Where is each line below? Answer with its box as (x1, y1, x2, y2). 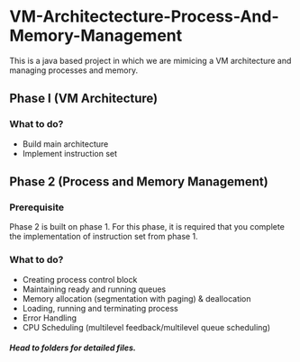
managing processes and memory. (9, 65, 138, 76)
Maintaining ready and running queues (22, 284, 167, 294)
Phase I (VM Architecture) (9, 91, 159, 106)
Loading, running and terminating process (22, 303, 178, 313)
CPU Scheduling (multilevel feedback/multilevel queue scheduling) (22, 321, 270, 332)
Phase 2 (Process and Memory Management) (9, 174, 268, 190)
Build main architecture (22, 138, 109, 149)
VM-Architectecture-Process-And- (9, 6, 279, 27)
